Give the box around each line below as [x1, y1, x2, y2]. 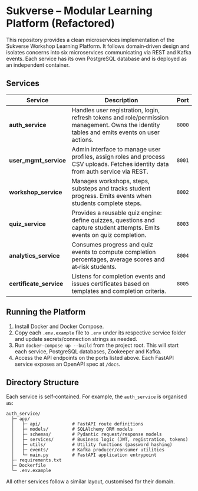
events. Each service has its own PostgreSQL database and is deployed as [6, 55, 187, 62]
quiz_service [9, 220, 46, 228]
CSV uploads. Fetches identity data [71, 160, 169, 168]
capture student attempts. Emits [71, 223, 160, 232]
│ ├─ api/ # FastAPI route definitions [11, 421, 144, 427]
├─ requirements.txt [11, 457, 62, 463]
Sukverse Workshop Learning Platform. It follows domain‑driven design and [6, 43, 190, 50]
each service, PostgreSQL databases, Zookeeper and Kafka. [14, 347, 162, 355]
